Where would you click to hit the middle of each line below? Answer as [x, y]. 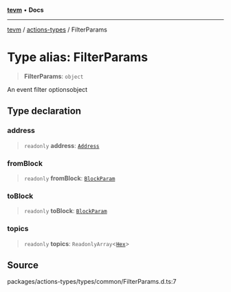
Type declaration [44, 111]
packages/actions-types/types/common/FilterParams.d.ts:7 [92, 282]
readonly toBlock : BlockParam [66, 211]
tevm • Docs [25, 10]
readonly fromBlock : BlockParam [69, 178]
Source [23, 265]
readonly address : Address [62, 145]
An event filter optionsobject [47, 89]
